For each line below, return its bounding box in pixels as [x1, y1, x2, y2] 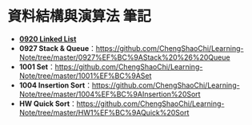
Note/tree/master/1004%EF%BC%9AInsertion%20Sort [18, 89, 201, 99]
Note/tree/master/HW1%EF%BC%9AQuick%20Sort [18, 107, 190, 117]
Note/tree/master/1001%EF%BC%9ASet [18, 71, 152, 80]
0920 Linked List [18, 33, 77, 44]
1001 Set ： [18, 61, 55, 72]
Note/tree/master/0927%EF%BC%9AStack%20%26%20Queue [18, 53, 230, 62]
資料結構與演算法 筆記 [7, 7, 151, 25]
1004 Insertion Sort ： [18, 80, 93, 90]
